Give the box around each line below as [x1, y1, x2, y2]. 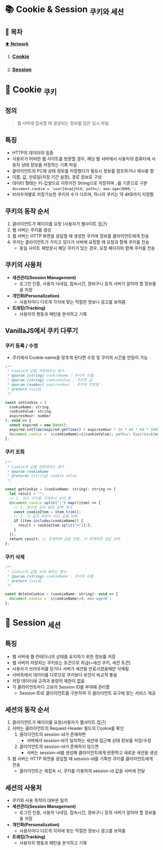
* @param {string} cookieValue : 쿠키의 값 [7, 378, 93, 383]
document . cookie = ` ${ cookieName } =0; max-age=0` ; [9, 596, 112, 601]
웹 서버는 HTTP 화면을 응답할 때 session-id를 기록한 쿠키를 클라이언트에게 [12, 756, 153, 761]
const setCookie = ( [5, 400, 47, 405]
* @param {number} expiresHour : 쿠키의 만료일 [7, 382, 99, 387]
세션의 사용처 [5, 783, 42, 792]
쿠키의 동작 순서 [5, 207, 49, 215]
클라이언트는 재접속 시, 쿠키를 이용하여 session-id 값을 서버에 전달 [19, 768, 146, 774]
